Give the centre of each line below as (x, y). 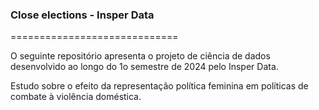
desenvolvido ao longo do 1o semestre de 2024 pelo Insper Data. (144, 67)
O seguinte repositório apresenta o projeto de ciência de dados (140, 56)
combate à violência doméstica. (76, 97)
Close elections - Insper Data (82, 15)
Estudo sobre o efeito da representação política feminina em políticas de (159, 86)
